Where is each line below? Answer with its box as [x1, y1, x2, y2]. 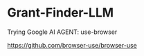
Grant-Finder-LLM [7, 5, 114, 21]
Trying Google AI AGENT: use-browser [7, 28, 118, 36]
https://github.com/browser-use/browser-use [7, 41, 137, 49]
